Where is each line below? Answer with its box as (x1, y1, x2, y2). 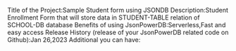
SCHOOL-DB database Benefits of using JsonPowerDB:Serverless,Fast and (7, 21, 226, 29)
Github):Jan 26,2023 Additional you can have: (7, 36, 141, 44)
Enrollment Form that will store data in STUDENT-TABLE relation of (7, 13, 200, 22)
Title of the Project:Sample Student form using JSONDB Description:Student (7, 6, 229, 14)
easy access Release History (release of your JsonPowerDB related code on (7, 28, 229, 36)
